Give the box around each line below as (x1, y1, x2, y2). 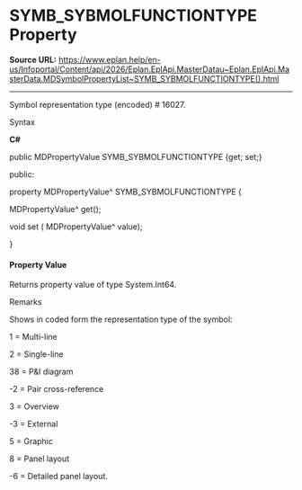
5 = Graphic (9, 436, 54, 447)
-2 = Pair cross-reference (9, 384, 104, 395)
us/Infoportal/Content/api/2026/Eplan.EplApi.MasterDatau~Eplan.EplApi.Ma (9, 64, 290, 75)
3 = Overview (9, 401, 60, 412)
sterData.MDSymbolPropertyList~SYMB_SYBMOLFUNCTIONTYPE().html (9, 73, 280, 84)
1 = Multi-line (9, 332, 58, 343)
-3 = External (9, 419, 58, 430)
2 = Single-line (9, 349, 65, 360)
